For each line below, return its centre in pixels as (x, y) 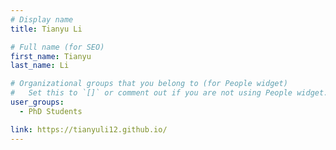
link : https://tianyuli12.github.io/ (89, 129)
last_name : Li (40, 66)
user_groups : (37, 102)
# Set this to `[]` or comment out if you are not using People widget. (169, 93)
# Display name (42, 19)
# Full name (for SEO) (57, 47)
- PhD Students (51, 111)
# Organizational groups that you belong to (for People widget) (149, 84)
